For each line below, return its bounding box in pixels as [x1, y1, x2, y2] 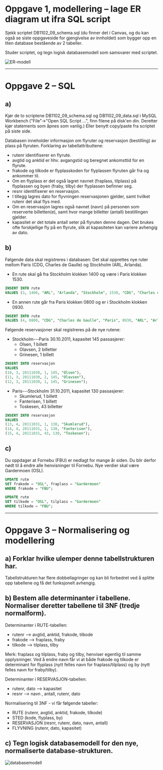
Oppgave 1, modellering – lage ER [5, 3, 141, 15]
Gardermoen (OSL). [5, 467, 45, 473]
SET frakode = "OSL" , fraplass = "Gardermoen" [5, 481, 101, 486]
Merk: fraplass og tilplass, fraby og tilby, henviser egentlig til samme [5, 651, 142, 657]
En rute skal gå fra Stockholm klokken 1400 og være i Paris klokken [12, 271, 147, 277]
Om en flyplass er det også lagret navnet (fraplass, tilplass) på [12, 178, 137, 184]
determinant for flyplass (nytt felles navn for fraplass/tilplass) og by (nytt [5, 662, 150, 667]
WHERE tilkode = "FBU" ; [5, 504, 53, 509]
